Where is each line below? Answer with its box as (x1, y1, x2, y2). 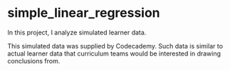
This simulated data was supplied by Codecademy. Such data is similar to (7, 41, 223, 50)
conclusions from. (7, 56, 61, 65)
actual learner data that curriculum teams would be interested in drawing (7, 49, 221, 58)
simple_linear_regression (7, 5, 160, 21)
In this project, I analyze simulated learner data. (7, 28, 147, 37)
